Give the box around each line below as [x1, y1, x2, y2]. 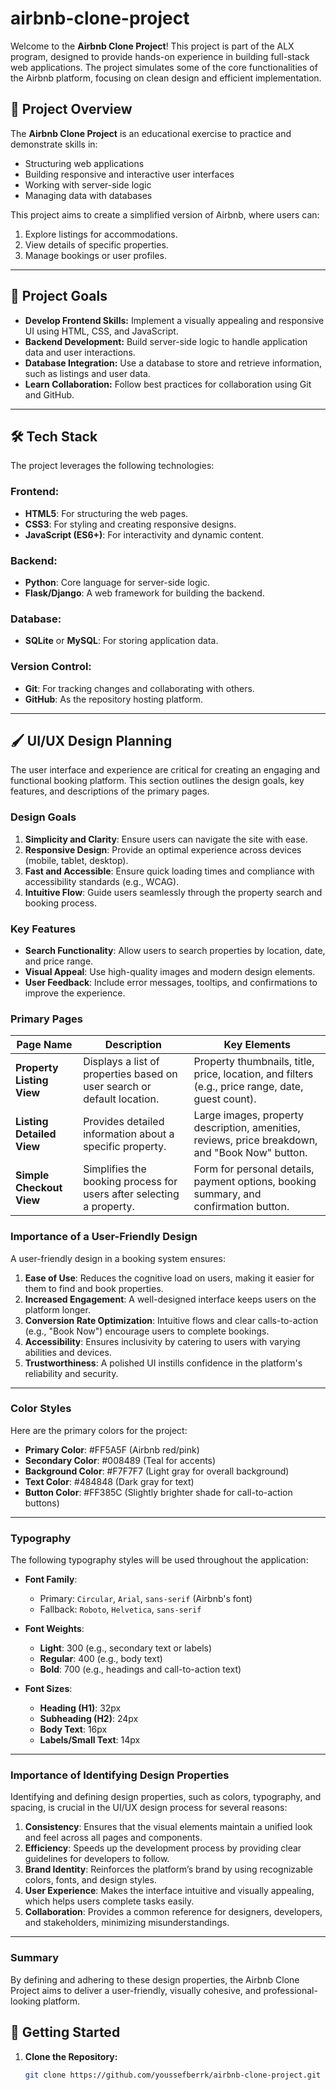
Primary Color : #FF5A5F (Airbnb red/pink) [24, 1443, 200, 1456]
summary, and [193, 1187, 262, 1201]
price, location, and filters [193, 1067, 314, 1081]
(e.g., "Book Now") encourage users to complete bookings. [24, 1325, 270, 1337]
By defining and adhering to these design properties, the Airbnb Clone [10, 1973, 300, 1986]
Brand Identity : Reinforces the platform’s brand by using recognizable [24, 1863, 314, 1876]
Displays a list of [83, 1055, 160, 1069]
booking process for [83, 1175, 178, 1189]
